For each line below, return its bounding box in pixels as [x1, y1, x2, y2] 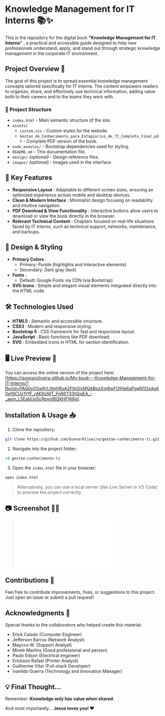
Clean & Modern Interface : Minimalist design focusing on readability [12, 197, 153, 203]
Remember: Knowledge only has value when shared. [5, 696, 115, 702]
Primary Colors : [12, 256, 47, 262]
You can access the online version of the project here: [5, 370, 115, 376]
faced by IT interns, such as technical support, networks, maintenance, [12, 224, 157, 229]
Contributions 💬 [5, 576, 55, 584]
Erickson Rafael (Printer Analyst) [12, 658, 78, 664]
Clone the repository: [12, 427, 56, 433]
